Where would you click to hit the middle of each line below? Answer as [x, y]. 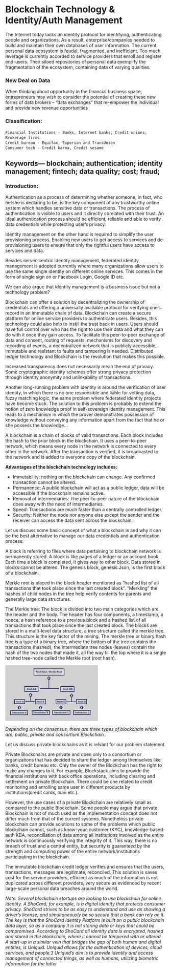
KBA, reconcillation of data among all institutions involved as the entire [90, 835]
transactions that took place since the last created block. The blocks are [81, 625]
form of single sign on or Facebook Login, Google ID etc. [65, 277]
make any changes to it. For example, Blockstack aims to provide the [77, 771]
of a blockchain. [22, 573]
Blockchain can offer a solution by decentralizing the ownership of [75, 302]
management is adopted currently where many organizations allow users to [85, 266]
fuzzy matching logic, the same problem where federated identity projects [83, 398]
